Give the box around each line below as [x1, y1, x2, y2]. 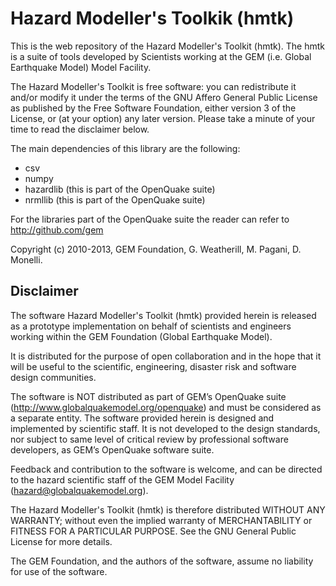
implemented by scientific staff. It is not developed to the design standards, [10, 422, 321, 434]
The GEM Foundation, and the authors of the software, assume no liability [10, 555, 314, 567]
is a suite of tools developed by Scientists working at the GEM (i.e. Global [10, 50, 312, 62]
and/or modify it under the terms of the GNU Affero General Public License [10, 91, 318, 103]
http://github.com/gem [10, 223, 104, 236]
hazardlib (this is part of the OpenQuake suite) [24, 183, 216, 195]
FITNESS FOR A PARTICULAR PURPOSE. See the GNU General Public [10, 525, 297, 537]
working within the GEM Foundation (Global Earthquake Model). [10, 330, 273, 342]
